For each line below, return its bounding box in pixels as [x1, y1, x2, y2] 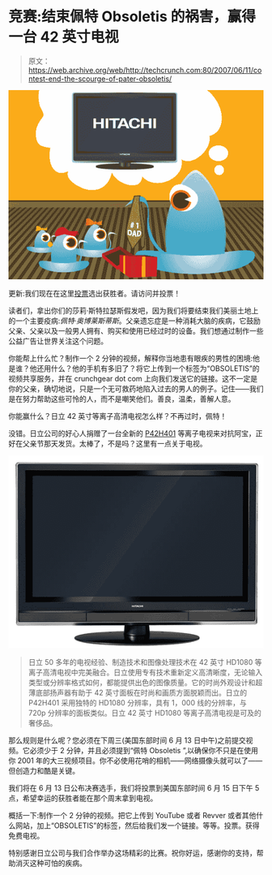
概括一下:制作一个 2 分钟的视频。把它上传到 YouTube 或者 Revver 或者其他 [8, 811, 257, 821]
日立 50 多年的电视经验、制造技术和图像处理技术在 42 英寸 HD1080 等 [28, 657, 262, 667]
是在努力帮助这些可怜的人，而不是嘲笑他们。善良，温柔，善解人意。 [8, 394, 236, 404]
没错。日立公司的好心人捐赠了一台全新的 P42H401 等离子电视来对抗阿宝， [8, 429, 257, 438]
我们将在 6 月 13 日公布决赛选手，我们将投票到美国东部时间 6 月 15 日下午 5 [8, 783, 260, 793]
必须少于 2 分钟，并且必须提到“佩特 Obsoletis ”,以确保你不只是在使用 [29, 746, 259, 756]
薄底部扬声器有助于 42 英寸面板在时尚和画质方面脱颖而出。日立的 [28, 687, 248, 698]
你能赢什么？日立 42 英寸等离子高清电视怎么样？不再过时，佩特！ [8, 412, 227, 421]
